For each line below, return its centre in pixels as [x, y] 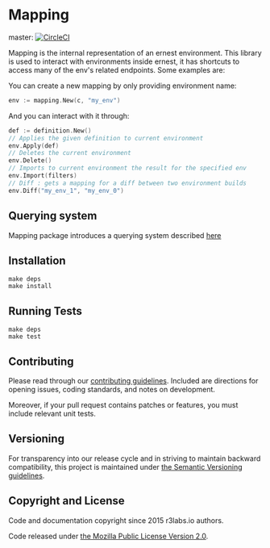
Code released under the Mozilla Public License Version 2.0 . [108, 536]
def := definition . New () [50, 131]
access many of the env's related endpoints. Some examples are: [117, 69]
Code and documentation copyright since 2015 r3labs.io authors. [116, 520]
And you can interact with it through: [69, 115]
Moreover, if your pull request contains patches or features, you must [123, 404]
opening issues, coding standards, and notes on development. [112, 389]
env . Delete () [30, 161]
